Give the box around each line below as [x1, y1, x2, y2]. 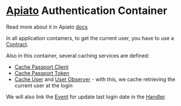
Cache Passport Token [14, 69, 69, 76]
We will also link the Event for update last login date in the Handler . [6, 93, 166, 100]
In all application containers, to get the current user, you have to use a [6, 34, 174, 41]
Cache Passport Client [14, 63, 69, 70]
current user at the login [14, 82, 73, 89]
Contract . [6, 41, 29, 48]
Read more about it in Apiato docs [6, 23, 88, 30]
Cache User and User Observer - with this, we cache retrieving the [14, 76, 176, 83]
